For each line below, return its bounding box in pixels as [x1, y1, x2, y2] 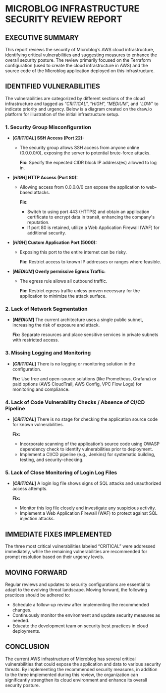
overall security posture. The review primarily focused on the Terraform [5, 57, 151, 63]
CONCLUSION [5, 643, 50, 651]
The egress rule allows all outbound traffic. [19, 278, 108, 284]
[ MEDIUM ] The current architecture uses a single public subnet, [12, 317, 144, 323]
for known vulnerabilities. [12, 422, 64, 427]
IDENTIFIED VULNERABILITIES [5, 82, 100, 91]
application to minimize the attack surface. [19, 293, 107, 299]
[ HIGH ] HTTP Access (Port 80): [12, 175, 78, 181]
